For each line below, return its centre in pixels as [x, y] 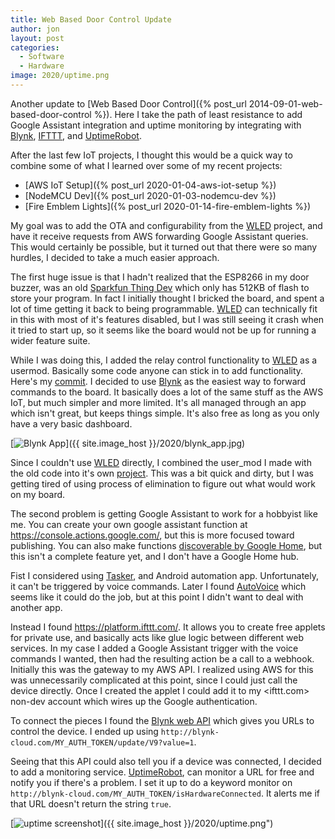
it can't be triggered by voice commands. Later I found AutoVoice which [158, 586]
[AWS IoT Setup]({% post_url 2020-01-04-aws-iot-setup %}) [150, 185]
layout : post [37, 38]
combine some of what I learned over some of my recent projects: [146, 165]
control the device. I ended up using [84, 731]
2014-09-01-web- [285, 103]
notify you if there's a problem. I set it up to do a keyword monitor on [151, 782]
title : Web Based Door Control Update [91, 19]
